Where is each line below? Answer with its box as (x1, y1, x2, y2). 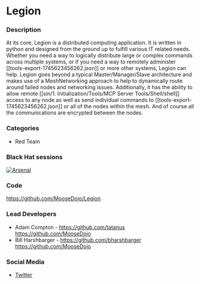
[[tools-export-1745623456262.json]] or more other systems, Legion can (6, 65, 187, 72)
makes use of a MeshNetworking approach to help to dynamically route (6, 77, 183, 84)
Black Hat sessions (6, 153, 63, 161)
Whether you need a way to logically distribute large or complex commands (6, 52, 193, 59)
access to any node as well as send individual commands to (6, 96, 154, 104)
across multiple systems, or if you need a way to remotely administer (6, 58, 176, 65)
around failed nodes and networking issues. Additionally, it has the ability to (6, 84, 193, 91)
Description (6, 26, 41, 34)
